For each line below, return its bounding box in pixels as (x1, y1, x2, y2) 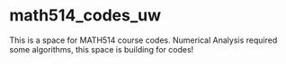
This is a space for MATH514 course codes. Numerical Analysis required (9, 35, 278, 45)
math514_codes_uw (9, 5, 162, 26)
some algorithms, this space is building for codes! (9, 44, 194, 54)
